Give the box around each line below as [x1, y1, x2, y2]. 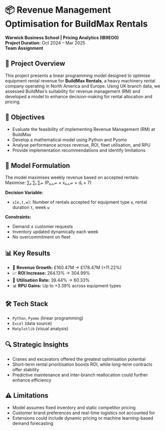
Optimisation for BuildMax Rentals [5, 18, 148, 30]
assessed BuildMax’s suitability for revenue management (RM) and [5, 88, 140, 94]
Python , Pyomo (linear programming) [12, 315, 84, 321]
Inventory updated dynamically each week [12, 229, 99, 235]
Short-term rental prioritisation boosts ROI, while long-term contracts [12, 361, 153, 367]
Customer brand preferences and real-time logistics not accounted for [12, 410, 155, 416]
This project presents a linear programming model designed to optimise [5, 73, 150, 78]
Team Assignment [5, 45, 43, 51]
